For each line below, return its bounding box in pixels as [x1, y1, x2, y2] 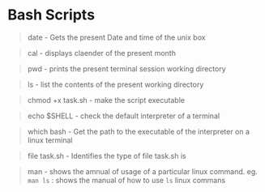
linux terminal [27, 135, 73, 145]
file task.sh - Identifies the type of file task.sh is [27, 151, 187, 160]
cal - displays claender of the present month [27, 48, 176, 58]
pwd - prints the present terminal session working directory [27, 63, 226, 74]
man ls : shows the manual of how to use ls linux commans [27, 175, 226, 185]
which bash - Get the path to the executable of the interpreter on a [27, 126, 250, 136]
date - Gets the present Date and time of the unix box [27, 32, 206, 42]
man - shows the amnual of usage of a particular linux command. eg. [27, 166, 259, 176]
